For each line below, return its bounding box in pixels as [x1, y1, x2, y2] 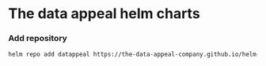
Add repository [8, 33, 67, 44]
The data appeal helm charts [8, 5, 200, 23]
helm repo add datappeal [8, 50, 90, 59]
